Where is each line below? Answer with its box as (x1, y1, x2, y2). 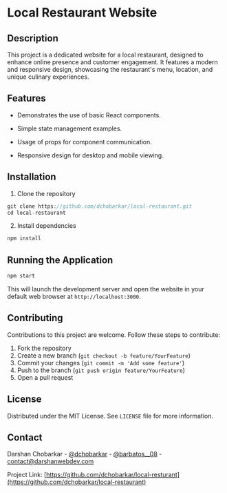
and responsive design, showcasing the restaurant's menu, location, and (7, 66, 213, 73)
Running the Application (7, 254, 113, 266)
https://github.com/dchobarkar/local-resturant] (45, 471, 180, 479)
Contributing (7, 312, 63, 324)
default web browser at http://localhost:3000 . (7, 292, 141, 300)
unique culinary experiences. (7, 72, 89, 81)
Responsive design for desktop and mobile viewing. (17, 151, 164, 159)
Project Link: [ (7, 471, 47, 479)
